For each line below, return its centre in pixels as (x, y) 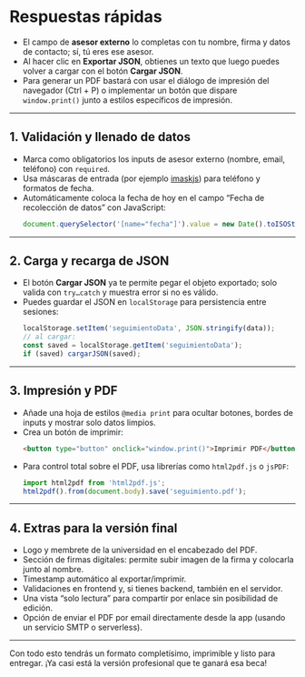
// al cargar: (49, 337)
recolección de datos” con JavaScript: (94, 207)
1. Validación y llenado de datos (100, 137)
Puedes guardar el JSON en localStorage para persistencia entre (144, 302)
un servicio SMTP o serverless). (82, 627)
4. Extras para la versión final (93, 528)
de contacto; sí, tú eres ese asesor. (88, 51)
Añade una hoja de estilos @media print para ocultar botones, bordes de (157, 412)
